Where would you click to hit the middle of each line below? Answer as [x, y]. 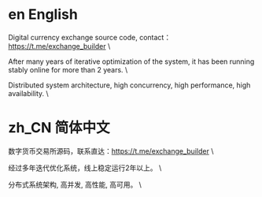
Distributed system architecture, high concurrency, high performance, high [129, 85]
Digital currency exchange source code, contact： [90, 37]
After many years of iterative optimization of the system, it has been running [131, 61]
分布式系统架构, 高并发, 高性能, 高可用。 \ [75, 184]
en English [43, 15]
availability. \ [28, 93]
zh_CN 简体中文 [59, 128]
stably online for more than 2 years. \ [68, 69]
